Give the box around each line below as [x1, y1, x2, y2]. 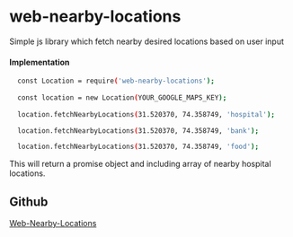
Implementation [9, 57, 70, 67]
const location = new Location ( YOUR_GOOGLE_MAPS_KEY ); [17, 92, 227, 102]
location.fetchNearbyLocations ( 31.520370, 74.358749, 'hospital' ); [17, 110, 276, 118]
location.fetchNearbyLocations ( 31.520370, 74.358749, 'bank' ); [17, 126, 259, 136]
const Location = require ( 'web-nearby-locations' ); [17, 76, 216, 86]
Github [9, 194, 49, 209]
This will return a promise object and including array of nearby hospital [9, 159, 271, 170]
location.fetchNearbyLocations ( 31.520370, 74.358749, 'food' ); [17, 142, 259, 152]
